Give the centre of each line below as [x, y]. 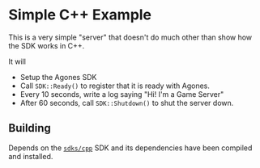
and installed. [31, 156]
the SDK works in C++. [47, 45]
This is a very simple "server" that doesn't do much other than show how [130, 37]
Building [30, 128]
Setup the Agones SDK [58, 77]
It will [17, 61]
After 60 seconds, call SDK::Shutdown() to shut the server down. [127, 103]
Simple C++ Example [80, 15]
